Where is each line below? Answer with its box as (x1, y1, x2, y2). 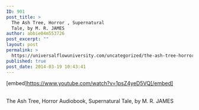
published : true (6, 58, 46, 64)
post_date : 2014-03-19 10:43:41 (6, 63, 86, 70)
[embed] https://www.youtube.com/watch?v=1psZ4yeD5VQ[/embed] (6, 80, 174, 87)
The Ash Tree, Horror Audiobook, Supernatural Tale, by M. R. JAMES (6, 98, 174, 105)
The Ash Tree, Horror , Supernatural (11, 20, 105, 25)
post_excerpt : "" (6, 36, 49, 42)
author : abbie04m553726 (6, 31, 65, 37)
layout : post (6, 42, 38, 48)
